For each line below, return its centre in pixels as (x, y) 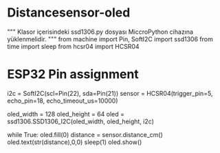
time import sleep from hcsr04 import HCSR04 (73, 46)
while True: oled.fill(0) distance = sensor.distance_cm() (85, 134)
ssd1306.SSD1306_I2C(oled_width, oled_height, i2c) (81, 121)
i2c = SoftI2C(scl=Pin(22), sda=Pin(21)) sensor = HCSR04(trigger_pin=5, (110, 93)
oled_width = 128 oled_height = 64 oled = (66, 114)
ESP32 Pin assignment (73, 74)
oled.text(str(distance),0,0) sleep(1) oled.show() (75, 142)
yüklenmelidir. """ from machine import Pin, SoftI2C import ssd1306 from (110, 39)
